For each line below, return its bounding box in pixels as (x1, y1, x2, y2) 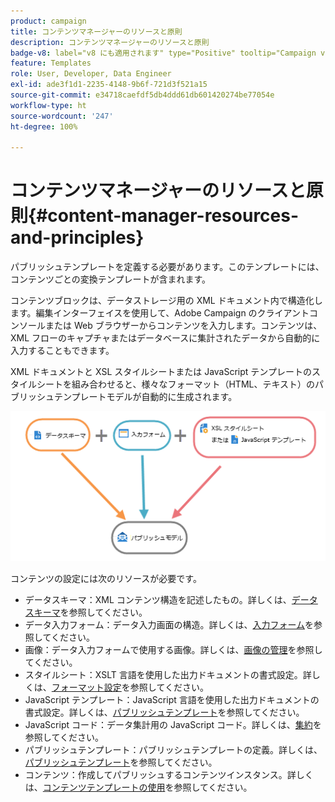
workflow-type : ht (10, 100, 87, 110)
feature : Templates (10, 58, 92, 69)
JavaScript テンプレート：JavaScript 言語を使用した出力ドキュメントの (24, 693, 320, 705)
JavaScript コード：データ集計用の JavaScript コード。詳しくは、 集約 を (24, 718, 322, 730)
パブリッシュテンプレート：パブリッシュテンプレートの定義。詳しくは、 (24, 743, 323, 755)
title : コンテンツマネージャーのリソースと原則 (10, 26, 183, 37)
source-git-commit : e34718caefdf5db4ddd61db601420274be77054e (10, 90, 275, 100)
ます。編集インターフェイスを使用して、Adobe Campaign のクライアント (10, 307, 310, 319)
